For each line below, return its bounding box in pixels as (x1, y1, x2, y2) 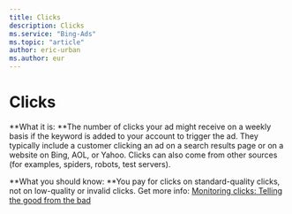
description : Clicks (9, 21, 86, 30)
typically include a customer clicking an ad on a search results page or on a (9, 140, 284, 150)
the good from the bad (9, 195, 91, 205)
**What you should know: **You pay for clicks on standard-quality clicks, (9, 176, 281, 187)
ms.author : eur (9, 54, 65, 63)
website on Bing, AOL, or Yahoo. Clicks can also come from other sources (9, 149, 278, 160)
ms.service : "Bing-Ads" (9, 29, 97, 38)
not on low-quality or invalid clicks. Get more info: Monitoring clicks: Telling (9, 185, 283, 195)
